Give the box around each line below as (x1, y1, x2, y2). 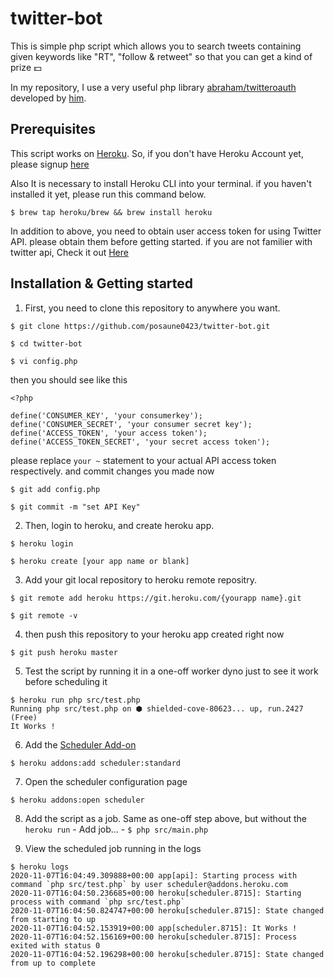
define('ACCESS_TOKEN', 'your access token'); (10, 428, 208, 438)
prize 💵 (10, 61, 42, 73)
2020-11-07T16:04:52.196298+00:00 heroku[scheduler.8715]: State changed (10, 949, 325, 959)
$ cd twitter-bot (10, 338, 83, 349)
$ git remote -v (10, 610, 78, 621)
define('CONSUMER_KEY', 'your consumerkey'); (10, 410, 203, 421)
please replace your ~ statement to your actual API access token (10, 454, 277, 466)
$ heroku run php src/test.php (10, 695, 141, 705)
